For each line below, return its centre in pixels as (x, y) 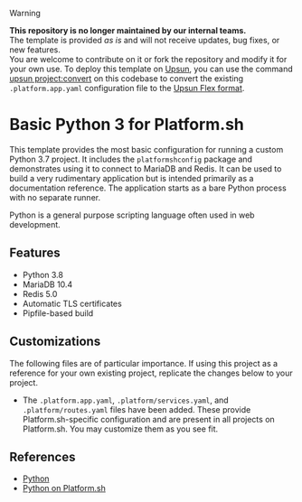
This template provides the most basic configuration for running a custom (146, 149)
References (42, 456)
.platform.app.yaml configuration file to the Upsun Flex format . (127, 88)
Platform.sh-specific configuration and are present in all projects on (149, 419)
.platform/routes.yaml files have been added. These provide (137, 409)
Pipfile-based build (58, 313)
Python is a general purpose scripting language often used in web (132, 215)
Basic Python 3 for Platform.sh (127, 125)
